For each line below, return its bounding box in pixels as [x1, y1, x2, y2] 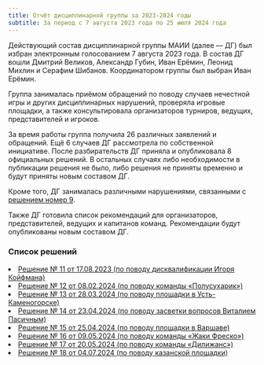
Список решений [8, 246, 77, 257]
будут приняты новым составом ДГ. [8, 171, 130, 181]
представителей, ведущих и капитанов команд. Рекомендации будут [8, 218, 241, 228]
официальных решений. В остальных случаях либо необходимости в [8, 154, 240, 164]
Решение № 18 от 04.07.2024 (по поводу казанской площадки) [18, 348, 229, 357]
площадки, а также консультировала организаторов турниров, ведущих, [8, 105, 253, 115]
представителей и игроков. [8, 114, 101, 124]
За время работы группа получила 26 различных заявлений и [8, 129, 217, 138]
